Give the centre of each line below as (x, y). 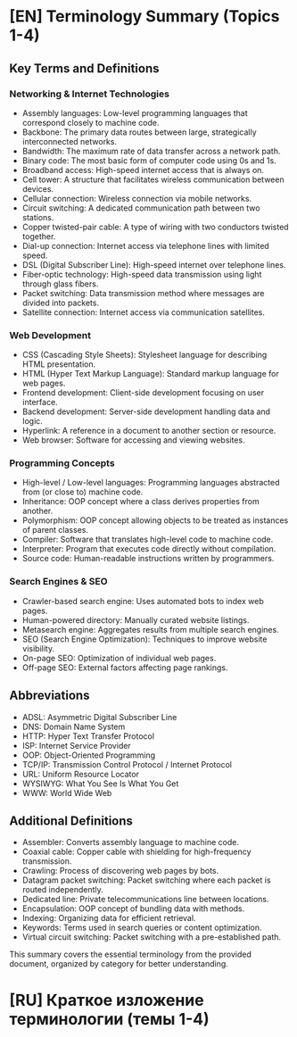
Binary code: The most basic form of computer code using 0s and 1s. (149, 160)
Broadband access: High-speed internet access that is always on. (143, 170)
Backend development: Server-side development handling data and (146, 411)
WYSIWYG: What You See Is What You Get (100, 784)
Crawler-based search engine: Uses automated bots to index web (143, 601)
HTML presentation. (59, 364)
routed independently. (63, 890)
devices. (38, 188)
